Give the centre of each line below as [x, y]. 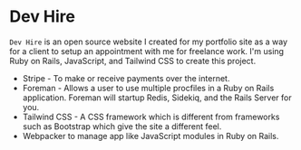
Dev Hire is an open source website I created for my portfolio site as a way [149, 42]
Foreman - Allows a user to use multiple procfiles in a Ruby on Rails [148, 88]
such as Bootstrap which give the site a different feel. [122, 126]
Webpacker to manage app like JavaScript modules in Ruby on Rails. [150, 136]
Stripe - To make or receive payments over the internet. [126, 78]
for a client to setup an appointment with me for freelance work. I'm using [146, 51]
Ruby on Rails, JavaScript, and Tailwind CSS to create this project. [133, 61]
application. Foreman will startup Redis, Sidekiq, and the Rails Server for [157, 98]
